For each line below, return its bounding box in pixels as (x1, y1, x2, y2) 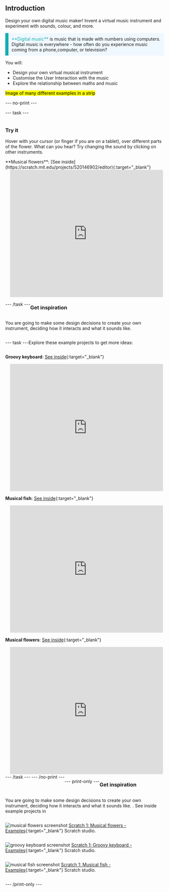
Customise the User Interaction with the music (12, 74, 109, 81)
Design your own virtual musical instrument (12, 69, 103, 75)
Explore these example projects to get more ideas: (28, 339, 133, 346)
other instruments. (5, 149, 44, 155)
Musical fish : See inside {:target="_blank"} (5, 495, 94, 501)
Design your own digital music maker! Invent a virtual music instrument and (5, 17, 161, 23)
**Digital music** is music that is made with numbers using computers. (12, 35, 160, 42)
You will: (5, 59, 23, 65)
